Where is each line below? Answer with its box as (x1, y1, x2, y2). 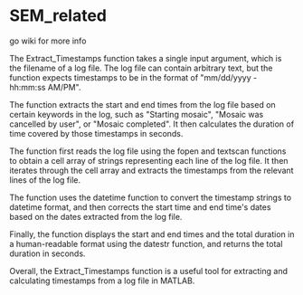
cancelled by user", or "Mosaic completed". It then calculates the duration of (9, 119, 295, 129)
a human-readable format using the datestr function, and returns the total (9, 238, 283, 249)
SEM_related (9, 5, 107, 26)
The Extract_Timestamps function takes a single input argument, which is (9, 52, 282, 63)
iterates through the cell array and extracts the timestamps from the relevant (9, 165, 294, 176)
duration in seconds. (9, 248, 86, 259)
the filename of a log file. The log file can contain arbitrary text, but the (9, 62, 273, 73)
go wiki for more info (9, 35, 87, 46)
